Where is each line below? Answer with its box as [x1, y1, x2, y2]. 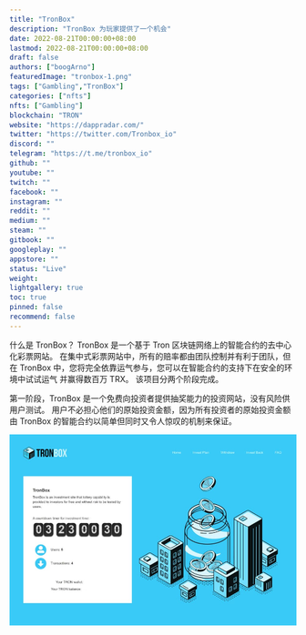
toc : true [9, 293, 47, 302]
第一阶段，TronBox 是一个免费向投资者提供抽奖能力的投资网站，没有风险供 [9, 392, 291, 404]
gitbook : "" [9, 236, 55, 245]
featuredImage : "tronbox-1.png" [9, 73, 132, 82]
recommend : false [9, 312, 76, 321]
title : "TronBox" [9, 15, 76, 24]
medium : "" [9, 217, 51, 226]
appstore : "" [9, 255, 59, 264]
